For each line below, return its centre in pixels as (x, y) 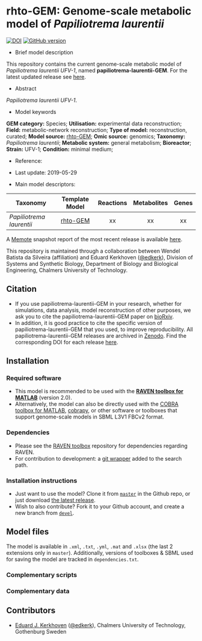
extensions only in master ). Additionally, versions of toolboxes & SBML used (100, 552)
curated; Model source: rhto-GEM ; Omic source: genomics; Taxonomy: (96, 136)
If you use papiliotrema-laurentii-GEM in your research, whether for (98, 303)
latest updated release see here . (46, 77)
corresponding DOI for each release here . (66, 342)
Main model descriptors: (45, 184)
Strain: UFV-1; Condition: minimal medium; (60, 149)
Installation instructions (42, 481)
